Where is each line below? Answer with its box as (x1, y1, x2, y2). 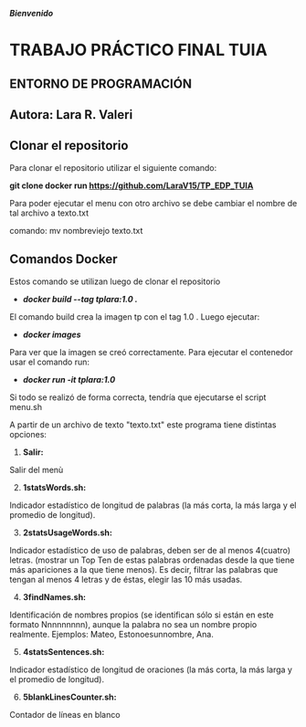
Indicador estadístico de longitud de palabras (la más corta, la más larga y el (9, 500, 297, 511)
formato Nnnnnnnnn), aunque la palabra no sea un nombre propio (9, 618, 258, 629)
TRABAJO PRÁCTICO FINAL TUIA (9, 40, 268, 60)
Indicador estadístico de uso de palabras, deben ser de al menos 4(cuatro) (9, 544, 290, 555)
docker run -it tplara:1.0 (22, 374, 116, 385)
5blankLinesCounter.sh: (22, 691, 117, 702)
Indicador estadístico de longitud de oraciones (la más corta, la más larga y (9, 664, 292, 675)
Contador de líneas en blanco (9, 709, 121, 720)
